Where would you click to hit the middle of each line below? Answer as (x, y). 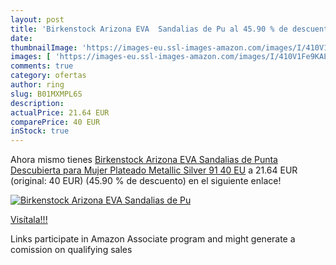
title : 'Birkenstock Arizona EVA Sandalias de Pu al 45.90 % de (149, 29)
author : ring (37, 85)
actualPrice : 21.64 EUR (60, 112)
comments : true (42, 66)
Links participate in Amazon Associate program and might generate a (153, 239)
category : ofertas (48, 76)
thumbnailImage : (44, 47)
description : (37, 103)
